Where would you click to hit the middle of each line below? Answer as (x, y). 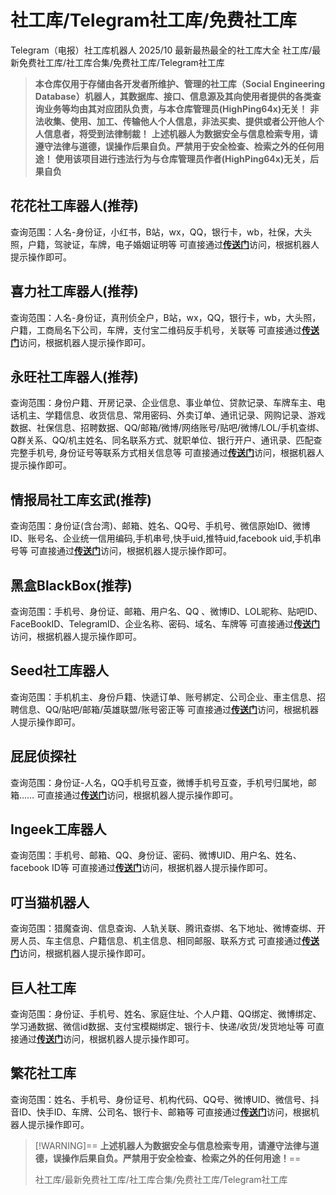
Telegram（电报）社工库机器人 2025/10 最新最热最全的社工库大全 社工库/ (161, 50)
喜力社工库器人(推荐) (74, 291)
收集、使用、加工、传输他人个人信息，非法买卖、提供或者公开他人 (179, 121)
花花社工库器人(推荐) (74, 206)
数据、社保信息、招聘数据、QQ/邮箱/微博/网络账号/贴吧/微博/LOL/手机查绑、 (167, 428)
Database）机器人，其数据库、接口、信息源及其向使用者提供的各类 (173, 96)
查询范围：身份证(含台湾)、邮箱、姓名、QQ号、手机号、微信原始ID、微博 (160, 526)
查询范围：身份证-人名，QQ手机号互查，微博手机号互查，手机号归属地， (159, 782)
